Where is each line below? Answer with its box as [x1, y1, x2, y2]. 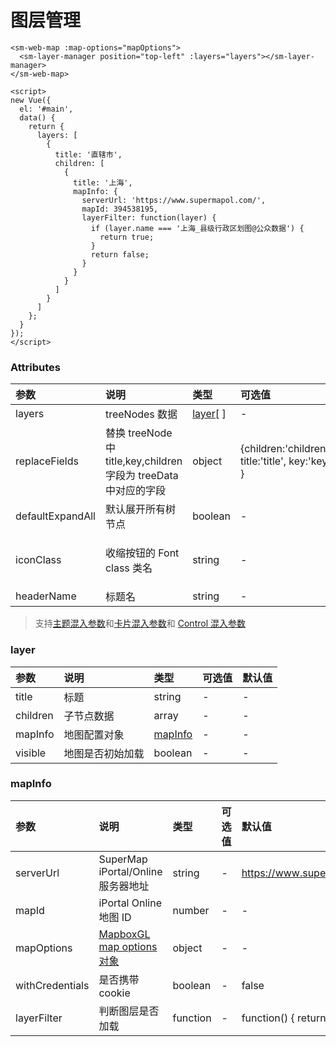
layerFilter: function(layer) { [81, 212, 217, 223]
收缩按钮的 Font [104, 546, 180, 560]
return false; [90, 249, 150, 260]
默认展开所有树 [104, 502, 176, 516]
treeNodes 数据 [104, 407, 178, 421]
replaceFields [15, 454, 79, 468]
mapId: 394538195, [81, 204, 159, 214]
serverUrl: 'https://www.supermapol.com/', [81, 195, 267, 205]
